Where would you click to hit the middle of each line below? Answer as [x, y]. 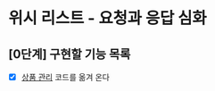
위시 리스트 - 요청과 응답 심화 [107, 18]
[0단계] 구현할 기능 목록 [70, 54]
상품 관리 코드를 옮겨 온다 [66, 77]
